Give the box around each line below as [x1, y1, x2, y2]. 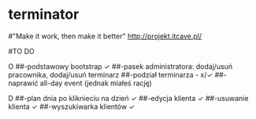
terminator [8, 5, 80, 23]
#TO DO [8, 46, 35, 56]
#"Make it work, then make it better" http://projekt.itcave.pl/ [8, 31, 202, 41]
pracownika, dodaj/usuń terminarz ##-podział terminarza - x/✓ [8, 70, 213, 79]
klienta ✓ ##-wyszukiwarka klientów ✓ [8, 102, 135, 111]
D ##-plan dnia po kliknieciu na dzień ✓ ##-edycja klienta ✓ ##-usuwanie [8, 93, 249, 103]
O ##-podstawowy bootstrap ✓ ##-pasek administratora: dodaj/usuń [8, 61, 233, 71]
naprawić [8, 78, 39, 88]
